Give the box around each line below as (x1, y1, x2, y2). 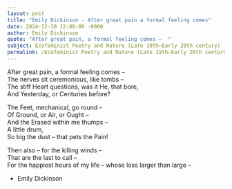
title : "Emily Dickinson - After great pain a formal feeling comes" (7, 17, 212, 24)
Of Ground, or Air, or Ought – (7, 110, 89, 118)
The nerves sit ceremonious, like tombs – (7, 75, 124, 83)
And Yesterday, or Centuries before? (7, 89, 111, 98)
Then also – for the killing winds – (7, 146, 102, 154)
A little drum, (7, 125, 43, 134)
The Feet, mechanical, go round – (7, 103, 102, 111)
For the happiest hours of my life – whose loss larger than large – (7, 161, 191, 169)
